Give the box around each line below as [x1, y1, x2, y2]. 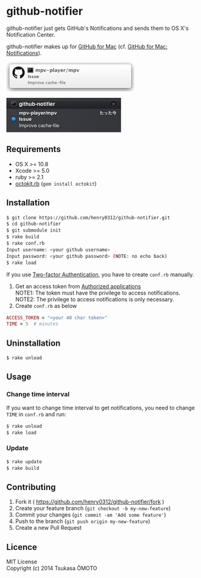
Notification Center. [6, 31, 55, 38]
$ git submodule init [6, 227, 62, 233]
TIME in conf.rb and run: [6, 411, 66, 418]
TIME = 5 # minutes [6, 321, 59, 327]
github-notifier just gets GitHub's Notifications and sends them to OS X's [6, 24, 189, 32]
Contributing [6, 481, 56, 492]
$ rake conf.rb [6, 240, 45, 247]
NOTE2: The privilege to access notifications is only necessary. [15, 295, 175, 303]
